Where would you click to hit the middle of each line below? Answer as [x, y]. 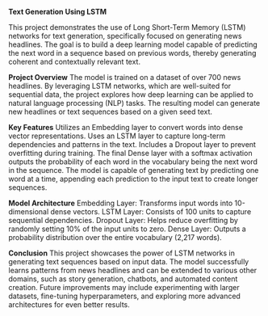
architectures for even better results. [69, 305]
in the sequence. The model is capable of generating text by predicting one [134, 170]
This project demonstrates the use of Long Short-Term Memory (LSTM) [127, 27]
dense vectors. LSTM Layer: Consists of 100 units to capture [151, 212]
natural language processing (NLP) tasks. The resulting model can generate [134, 103]
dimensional [29, 212]
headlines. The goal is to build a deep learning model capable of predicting [133, 44]
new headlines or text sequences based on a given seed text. [110, 112]
